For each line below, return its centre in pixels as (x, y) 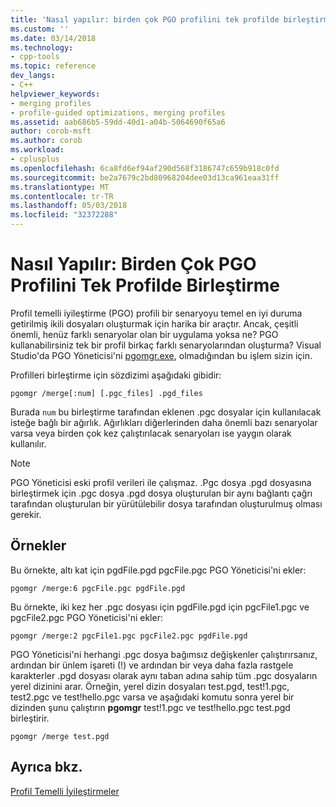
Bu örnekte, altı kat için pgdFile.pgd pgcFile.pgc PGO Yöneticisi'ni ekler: (158, 570)
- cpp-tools (35, 57)
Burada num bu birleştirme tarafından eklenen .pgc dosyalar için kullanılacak (166, 412)
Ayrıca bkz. (46, 767)
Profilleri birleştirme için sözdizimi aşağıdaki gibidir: (116, 375)
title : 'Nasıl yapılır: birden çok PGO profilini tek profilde (145, 19)
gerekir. (26, 514)
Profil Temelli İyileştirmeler (65, 791)
